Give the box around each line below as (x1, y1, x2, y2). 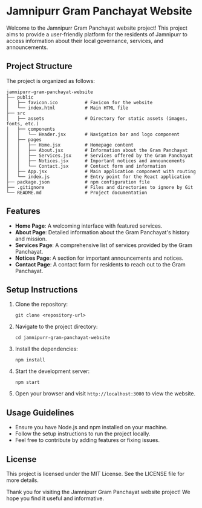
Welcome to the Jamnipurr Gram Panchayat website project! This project (6, 24, 187, 31)
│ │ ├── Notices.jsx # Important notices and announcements (6, 157, 186, 164)
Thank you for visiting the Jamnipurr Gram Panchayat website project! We (6, 489, 191, 495)
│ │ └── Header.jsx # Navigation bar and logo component (6, 131, 180, 137)
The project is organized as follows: (6, 77, 96, 84)
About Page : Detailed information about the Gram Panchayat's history (15, 228, 190, 236)
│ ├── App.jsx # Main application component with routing (6, 168, 197, 174)
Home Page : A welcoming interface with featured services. (15, 222, 163, 229)
